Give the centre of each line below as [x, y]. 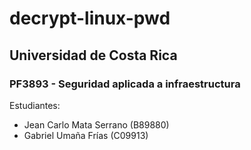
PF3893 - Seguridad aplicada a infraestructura [125, 84]
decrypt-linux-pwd [90, 18]
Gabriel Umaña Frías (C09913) [86, 135]
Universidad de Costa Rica [93, 55]
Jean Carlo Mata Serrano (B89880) [96, 124]
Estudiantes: [35, 105]
